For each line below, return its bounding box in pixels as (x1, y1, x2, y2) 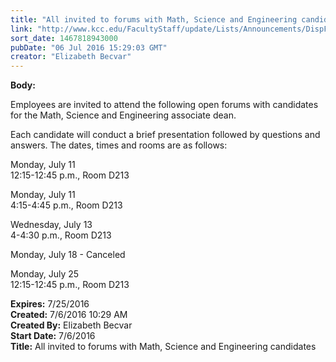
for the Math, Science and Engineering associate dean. (10, 109, 237, 121)
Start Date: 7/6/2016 (10, 330, 96, 342)
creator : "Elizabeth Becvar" (10, 52, 132, 62)
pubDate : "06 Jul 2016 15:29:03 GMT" (10, 42, 168, 53)
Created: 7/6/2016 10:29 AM (10, 309, 128, 321)
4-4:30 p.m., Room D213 (10, 229, 112, 241)
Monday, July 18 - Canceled (10, 249, 126, 261)
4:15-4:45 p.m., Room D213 (10, 199, 123, 211)
